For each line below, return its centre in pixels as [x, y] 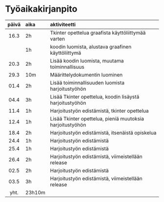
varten [57, 39]
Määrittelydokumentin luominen [86, 75]
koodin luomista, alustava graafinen [91, 46]
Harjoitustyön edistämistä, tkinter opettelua [99, 111]
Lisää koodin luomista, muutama [87, 61]
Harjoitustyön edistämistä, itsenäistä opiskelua [103, 133]
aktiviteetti [63, 24]
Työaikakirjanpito [41, 9]
